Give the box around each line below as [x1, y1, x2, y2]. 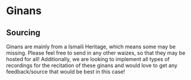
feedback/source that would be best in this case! [6, 68, 125, 75]
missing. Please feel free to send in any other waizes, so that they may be [6, 49, 186, 56]
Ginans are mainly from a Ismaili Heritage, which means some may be [6, 43, 176, 50]
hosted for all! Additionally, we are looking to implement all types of [6, 56, 170, 62]
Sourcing [6, 28, 41, 38]
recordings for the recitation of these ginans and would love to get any [6, 62, 177, 69]
